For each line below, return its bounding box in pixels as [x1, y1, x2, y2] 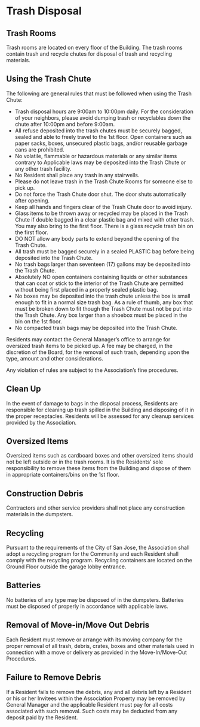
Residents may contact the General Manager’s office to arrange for [6, 335, 171, 343]
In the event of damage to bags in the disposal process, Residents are [6, 399, 178, 407]
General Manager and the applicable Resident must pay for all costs [6, 701, 173, 708]
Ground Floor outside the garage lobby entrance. [6, 563, 127, 570]
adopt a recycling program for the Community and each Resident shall [6, 550, 179, 558]
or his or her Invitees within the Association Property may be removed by [6, 695, 186, 702]
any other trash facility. [14, 165, 72, 172]
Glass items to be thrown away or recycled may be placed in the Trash [14, 210, 188, 217]
